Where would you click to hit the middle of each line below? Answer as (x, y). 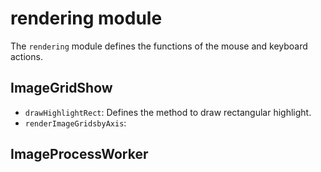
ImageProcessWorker (79, 154)
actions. (26, 56)
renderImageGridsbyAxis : (75, 123)
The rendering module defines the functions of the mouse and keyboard (159, 46)
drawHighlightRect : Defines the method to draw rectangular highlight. (168, 112)
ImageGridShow (61, 88)
